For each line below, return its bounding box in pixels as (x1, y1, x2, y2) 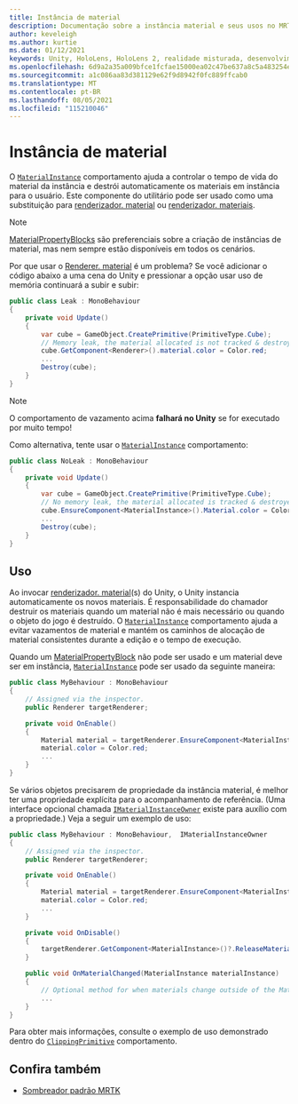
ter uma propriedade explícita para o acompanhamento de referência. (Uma (9, 794, 286, 805)
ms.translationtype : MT (9, 79, 98, 88)
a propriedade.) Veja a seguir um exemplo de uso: (9, 813, 192, 823)
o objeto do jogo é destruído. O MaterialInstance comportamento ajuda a (9, 616, 278, 626)
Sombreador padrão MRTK (21, 1085, 122, 1096)
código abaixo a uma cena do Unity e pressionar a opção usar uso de (9, 270, 263, 281)
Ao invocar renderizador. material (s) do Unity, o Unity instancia (9, 587, 239, 598)
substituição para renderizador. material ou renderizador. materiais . (9, 200, 255, 210)
